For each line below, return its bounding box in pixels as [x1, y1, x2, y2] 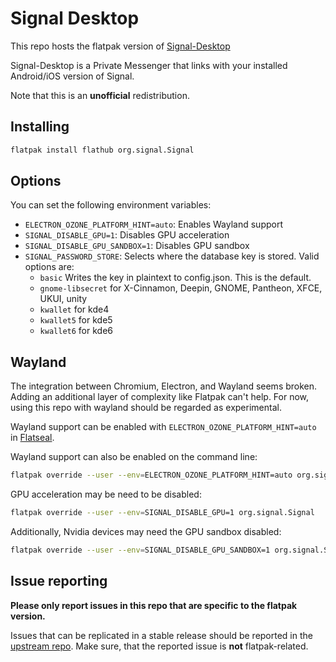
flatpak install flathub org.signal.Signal [10, 145, 195, 155]
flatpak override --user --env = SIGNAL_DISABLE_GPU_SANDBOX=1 [10, 545, 271, 555]
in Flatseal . [10, 432, 55, 444]
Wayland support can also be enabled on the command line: [10, 451, 258, 463]
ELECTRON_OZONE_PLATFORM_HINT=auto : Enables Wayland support [24, 218, 284, 231]
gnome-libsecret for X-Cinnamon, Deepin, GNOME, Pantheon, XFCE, [39, 282, 323, 294]
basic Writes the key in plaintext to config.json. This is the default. [39, 272, 312, 284]
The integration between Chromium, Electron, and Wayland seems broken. [10, 380, 318, 392]
